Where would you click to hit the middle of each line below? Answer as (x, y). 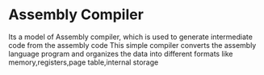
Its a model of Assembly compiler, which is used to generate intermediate (130, 37)
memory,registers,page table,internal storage (84, 62)
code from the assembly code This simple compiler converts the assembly (132, 45)
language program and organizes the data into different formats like (121, 53)
